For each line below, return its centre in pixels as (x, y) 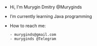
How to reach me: (28, 26)
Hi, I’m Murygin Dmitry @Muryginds (46, 7)
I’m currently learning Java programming (51, 16)
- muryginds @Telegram (33, 39)
